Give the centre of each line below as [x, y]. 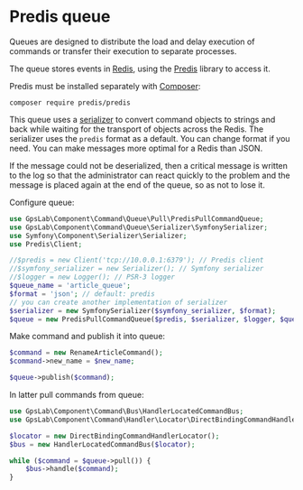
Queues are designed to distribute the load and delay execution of [132, 42]
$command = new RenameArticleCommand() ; [87, 353]
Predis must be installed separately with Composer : [105, 86]
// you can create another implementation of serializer [119, 302]
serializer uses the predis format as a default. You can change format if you [150, 138]
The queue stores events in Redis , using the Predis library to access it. [140, 69]
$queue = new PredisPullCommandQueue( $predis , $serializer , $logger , [143, 319]
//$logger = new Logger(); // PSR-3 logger [92, 277]
